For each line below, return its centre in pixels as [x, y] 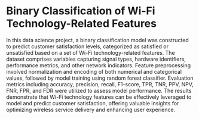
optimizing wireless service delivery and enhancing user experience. [91, 109]
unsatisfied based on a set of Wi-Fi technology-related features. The [91, 52]
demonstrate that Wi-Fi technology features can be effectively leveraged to [99, 97]
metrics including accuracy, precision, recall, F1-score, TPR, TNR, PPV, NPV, [100, 84]
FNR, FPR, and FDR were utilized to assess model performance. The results [99, 90]
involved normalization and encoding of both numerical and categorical [94, 71]
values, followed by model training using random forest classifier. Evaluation [100, 78]
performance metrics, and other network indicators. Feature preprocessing [99, 65]
